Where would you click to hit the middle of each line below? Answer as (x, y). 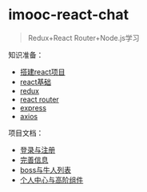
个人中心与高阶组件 (52, 180)
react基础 (36, 82)
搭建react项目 (42, 72)
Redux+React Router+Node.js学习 (83, 38)
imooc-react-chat (69, 15)
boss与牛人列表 (46, 170)
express (33, 108)
